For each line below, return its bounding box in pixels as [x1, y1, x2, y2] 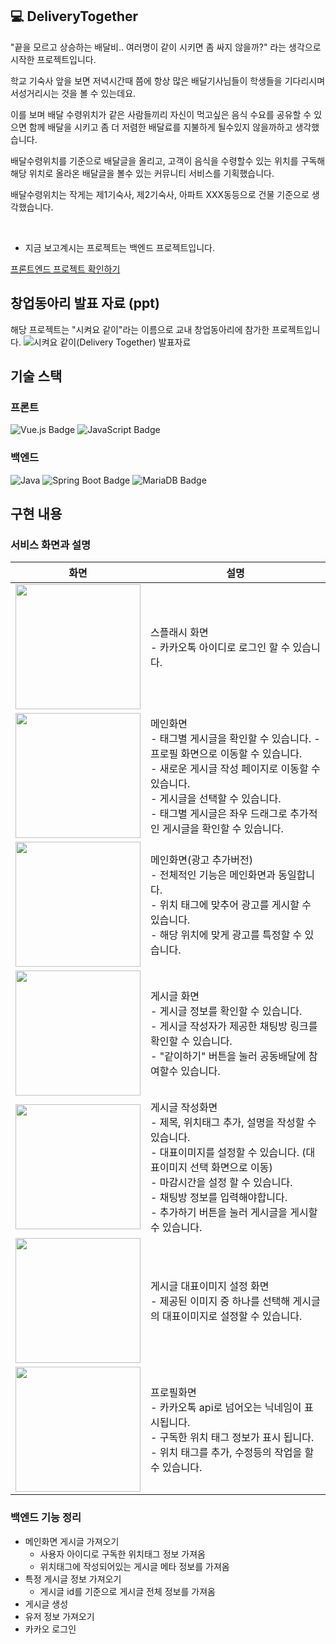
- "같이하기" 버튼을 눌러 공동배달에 [150, 1049, 307, 1063]
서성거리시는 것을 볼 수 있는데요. [10, 87, 137, 99]
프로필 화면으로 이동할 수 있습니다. [150, 747, 303, 761]
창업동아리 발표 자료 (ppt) [10, 295, 160, 312]
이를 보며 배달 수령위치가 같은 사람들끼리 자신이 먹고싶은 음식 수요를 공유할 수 [10, 108, 312, 120]
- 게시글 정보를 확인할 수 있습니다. [150, 1004, 303, 1018]
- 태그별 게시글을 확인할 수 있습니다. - [150, 732, 321, 746]
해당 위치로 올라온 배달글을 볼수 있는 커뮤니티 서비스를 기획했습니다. [10, 167, 275, 179]
